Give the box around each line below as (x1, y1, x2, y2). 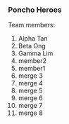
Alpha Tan (18, 34, 48, 43)
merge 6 (18, 94, 43, 102)
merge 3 (18, 71, 43, 80)
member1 (18, 64, 46, 73)
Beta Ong (18, 42, 46, 50)
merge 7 (18, 102, 43, 110)
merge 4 (18, 79, 43, 88)
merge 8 (18, 109, 43, 117)
